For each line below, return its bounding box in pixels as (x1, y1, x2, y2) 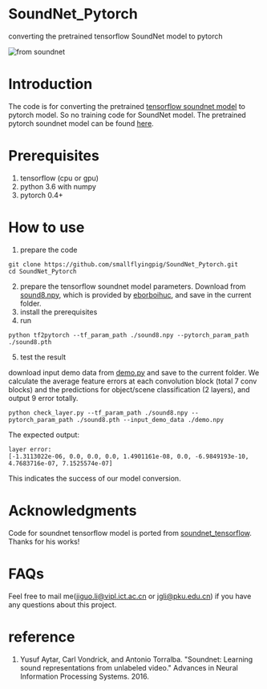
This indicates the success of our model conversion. (8, 473, 182, 483)
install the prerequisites (19, 306, 98, 317)
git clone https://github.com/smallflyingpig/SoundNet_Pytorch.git (8, 260, 239, 269)
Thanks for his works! (8, 537, 80, 546)
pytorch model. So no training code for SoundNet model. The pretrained (8, 110, 246, 120)
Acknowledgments (8, 501, 138, 520)
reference (8, 627, 75, 646)
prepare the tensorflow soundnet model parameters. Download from (19, 282, 246, 291)
